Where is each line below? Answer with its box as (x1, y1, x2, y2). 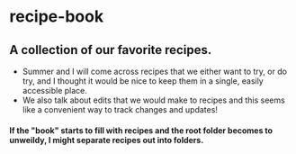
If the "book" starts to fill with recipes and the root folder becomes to (9, 124, 273, 136)
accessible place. (22, 86, 88, 95)
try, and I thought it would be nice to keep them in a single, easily (22, 76, 264, 86)
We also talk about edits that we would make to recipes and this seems (22, 95, 285, 105)
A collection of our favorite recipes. (9, 42, 212, 58)
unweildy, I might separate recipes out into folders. (9, 134, 204, 145)
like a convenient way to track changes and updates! (22, 104, 219, 114)
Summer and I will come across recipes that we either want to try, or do (22, 66, 288, 77)
